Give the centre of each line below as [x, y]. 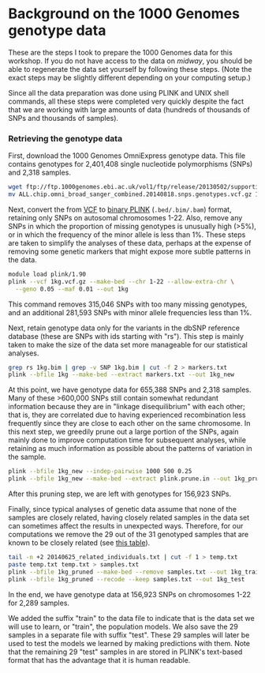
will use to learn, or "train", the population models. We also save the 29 [123, 626]
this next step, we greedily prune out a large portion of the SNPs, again [123, 432]
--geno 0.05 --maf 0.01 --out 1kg [72, 289]
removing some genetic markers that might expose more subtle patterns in [129, 251]
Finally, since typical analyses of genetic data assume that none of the [122, 509]
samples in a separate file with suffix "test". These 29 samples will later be [129, 635]
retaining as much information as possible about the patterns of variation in [130, 449]
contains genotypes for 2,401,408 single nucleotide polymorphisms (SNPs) [131, 164]
